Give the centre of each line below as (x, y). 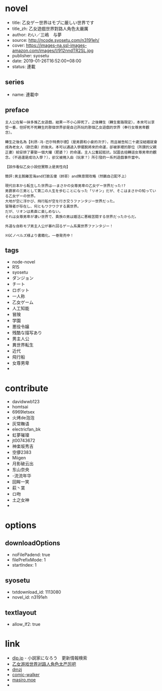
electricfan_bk (26, 429)
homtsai (20, 407)
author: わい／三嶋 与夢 (37, 35)
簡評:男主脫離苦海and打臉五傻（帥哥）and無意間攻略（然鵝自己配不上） (67, 176)
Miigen (19, 458)
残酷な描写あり (27, 333)
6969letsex (23, 412)
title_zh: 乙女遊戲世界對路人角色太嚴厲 (50, 28)
